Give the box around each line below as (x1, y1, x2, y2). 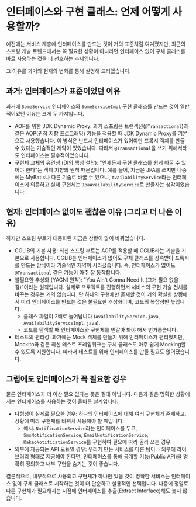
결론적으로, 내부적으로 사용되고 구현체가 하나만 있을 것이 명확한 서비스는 (6, 473, 170, 480)
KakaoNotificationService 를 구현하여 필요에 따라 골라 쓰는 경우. (23, 439, 173, 446)
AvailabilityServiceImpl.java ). (23, 319, 101, 326)
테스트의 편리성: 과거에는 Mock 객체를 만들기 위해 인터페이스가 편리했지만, (14, 334, 184, 341)
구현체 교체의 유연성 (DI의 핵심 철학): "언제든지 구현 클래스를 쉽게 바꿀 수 (14, 159, 180, 166)
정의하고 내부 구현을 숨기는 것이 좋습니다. (25, 460, 120, 467)
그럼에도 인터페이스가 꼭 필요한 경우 (6, 374, 127, 384)
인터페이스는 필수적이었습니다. (20, 151, 90, 158)
